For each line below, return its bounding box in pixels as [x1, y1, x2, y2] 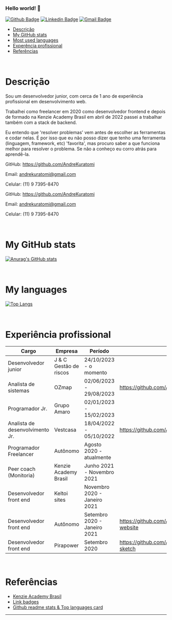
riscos [54, 369, 69, 376]
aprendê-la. [5, 151, 30, 157]
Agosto [84, 441, 102, 448]
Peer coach [8, 465, 36, 472]
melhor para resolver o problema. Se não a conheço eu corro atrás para [5, 146, 157, 152]
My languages [5, 284, 68, 296]
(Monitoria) [8, 472, 35, 479]
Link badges [12, 598, 39, 605]
